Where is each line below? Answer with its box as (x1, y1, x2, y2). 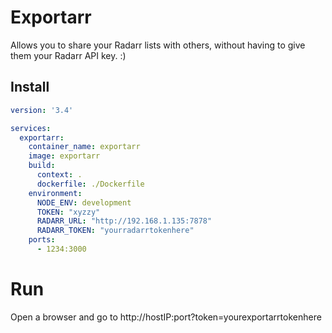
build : (28, 161, 56, 171)
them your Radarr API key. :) (10, 49, 127, 61)
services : (10, 123, 52, 133)
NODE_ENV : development (36, 197, 132, 208)
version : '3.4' (10, 105, 74, 115)
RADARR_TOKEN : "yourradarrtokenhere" (36, 226, 195, 236)
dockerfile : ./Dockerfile (36, 179, 145, 189)
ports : (28, 235, 56, 245)
